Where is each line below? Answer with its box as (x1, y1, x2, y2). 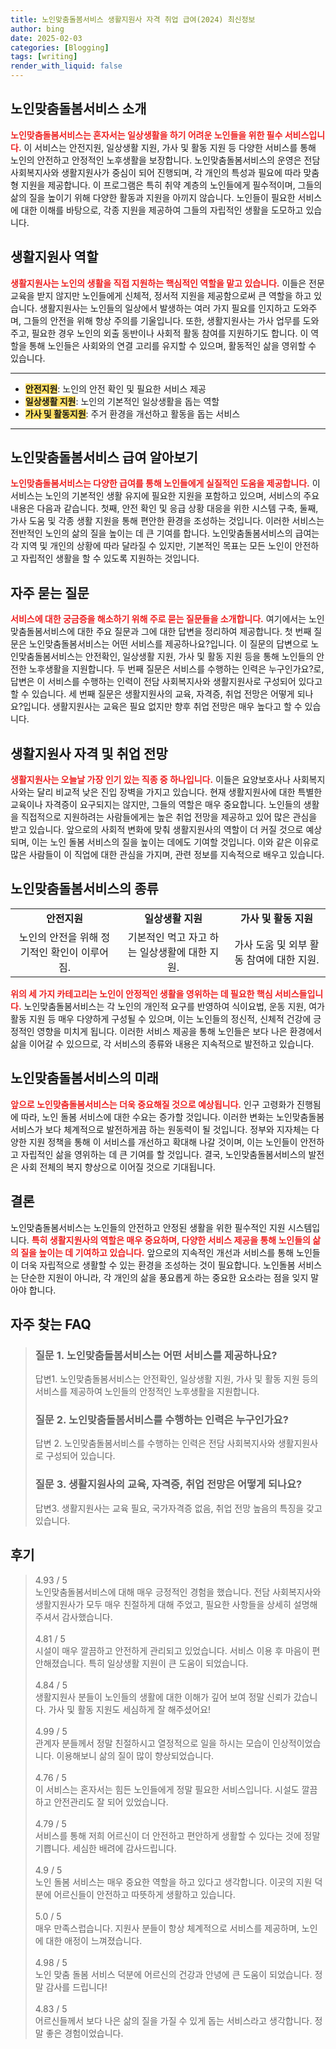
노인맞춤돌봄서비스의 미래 (10, 1070, 159, 1087)
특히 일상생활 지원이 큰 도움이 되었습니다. (88, 1657, 249, 1669)
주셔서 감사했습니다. (34, 1611, 113, 1623)
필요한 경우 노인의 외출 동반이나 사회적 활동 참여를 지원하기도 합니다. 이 (31, 327, 309, 339)
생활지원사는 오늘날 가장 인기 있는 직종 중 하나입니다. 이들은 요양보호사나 (10, 774, 291, 786)
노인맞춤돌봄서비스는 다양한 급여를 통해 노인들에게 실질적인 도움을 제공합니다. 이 (10, 477, 321, 490)
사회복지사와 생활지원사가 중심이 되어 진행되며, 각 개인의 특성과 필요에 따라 (10, 166, 302, 178)
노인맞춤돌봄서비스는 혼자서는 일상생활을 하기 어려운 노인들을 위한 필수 (10, 129, 283, 141)
